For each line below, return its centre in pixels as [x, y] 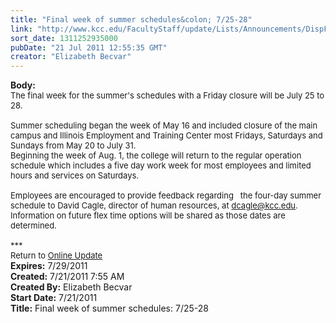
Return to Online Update [56, 255]
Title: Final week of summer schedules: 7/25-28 [109, 308]
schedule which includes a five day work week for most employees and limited [161, 165]
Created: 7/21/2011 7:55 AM [67, 277]
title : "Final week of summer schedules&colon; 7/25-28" [131, 19]
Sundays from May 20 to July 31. [73, 145]
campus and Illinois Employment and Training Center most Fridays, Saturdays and [166, 135]
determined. [33, 225]
